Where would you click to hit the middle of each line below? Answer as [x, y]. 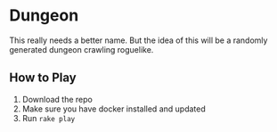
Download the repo [57, 99]
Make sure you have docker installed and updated [114, 109]
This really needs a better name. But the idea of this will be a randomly [138, 40]
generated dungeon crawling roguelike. [81, 49]
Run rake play [49, 118]
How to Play [43, 78]
